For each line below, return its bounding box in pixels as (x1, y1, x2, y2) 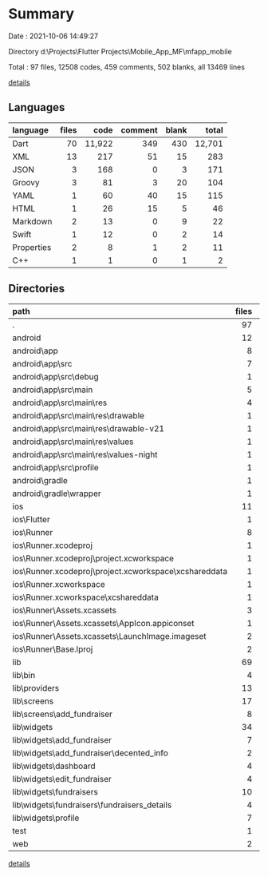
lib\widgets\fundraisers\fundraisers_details (12, 799, 172, 811)
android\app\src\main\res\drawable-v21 (12, 422, 165, 434)
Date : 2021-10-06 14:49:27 (8, 31, 98, 41)
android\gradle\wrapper (12, 488, 101, 499)
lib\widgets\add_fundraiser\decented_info (12, 747, 169, 759)
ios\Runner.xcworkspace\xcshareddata (12, 592, 160, 603)
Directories (8, 282, 65, 295)
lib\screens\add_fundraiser (12, 708, 113, 719)
